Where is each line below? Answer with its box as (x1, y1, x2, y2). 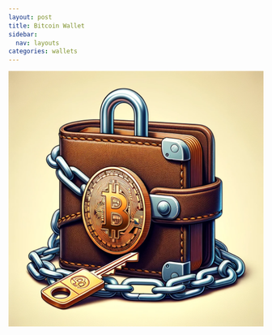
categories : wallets (8, 47, 79, 56)
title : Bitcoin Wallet (8, 21, 85, 30)
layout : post (8, 13, 53, 21)
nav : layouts (15, 39, 60, 47)
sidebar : (8, 30, 38, 38)
